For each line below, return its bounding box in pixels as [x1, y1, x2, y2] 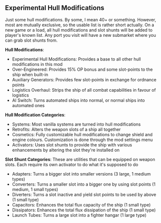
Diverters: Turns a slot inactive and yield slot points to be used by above [12, 191, 157, 197]
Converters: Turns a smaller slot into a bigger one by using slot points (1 [12, 181, 156, 187]
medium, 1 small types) [12, 186, 58, 192]
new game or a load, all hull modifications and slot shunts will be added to [5, 27, 153, 33]
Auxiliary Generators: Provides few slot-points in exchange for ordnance [12, 77, 157, 82]
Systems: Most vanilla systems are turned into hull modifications [12, 121, 141, 127]
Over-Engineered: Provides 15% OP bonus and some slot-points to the [12, 66, 153, 72]
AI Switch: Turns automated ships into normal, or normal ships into [12, 97, 145, 103]
